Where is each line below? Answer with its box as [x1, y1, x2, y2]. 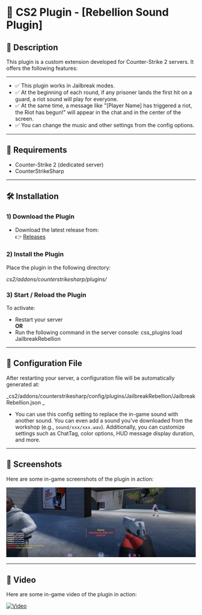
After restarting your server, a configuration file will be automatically [6, 374, 175, 382]
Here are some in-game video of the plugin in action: [6, 591, 137, 598]
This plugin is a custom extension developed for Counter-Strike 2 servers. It [6, 58, 194, 65]
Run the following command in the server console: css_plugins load [14, 329, 182, 336]
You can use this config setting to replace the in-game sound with [14, 410, 179, 418]
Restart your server [14, 316, 63, 323]
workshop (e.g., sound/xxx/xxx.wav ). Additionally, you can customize [14, 423, 185, 430]
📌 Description [6, 42, 58, 52]
